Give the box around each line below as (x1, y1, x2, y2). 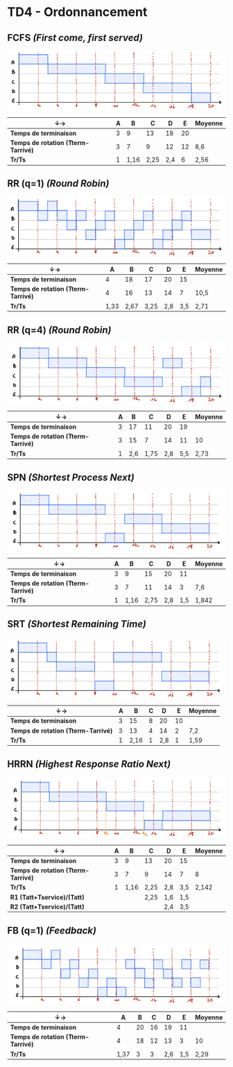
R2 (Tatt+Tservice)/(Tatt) (10, 903, 85, 911)
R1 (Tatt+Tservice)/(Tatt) (10, 893, 85, 901)
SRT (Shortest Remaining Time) (7, 618, 147, 630)
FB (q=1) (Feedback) (7, 924, 97, 937)
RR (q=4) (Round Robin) (7, 324, 112, 336)
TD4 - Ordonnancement (7, 4, 148, 20)
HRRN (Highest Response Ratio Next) (7, 758, 171, 770)
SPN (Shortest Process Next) (7, 471, 135, 483)
